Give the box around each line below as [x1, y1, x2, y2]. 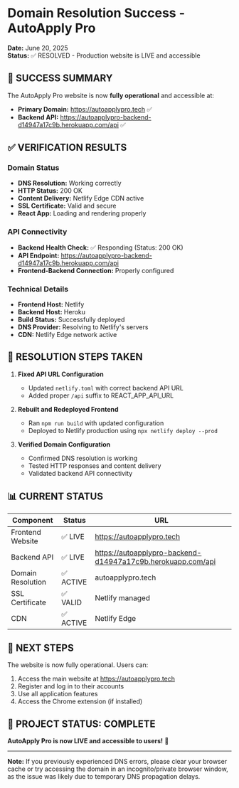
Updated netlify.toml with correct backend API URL [28, 383, 184, 392]
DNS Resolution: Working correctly [17, 179, 122, 188]
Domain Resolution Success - [7, 5, 186, 21]
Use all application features [17, 690, 98, 698]
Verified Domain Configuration [17, 440, 111, 449]
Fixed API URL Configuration [17, 370, 105, 378]
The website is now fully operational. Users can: [7, 661, 149, 669]
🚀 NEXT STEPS [7, 642, 74, 654]
